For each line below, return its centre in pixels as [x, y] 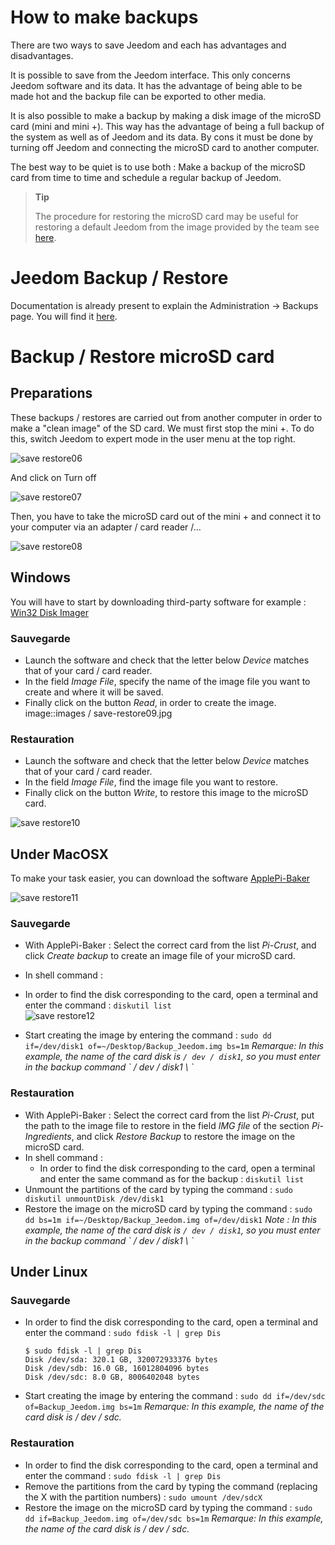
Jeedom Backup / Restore [119, 278]
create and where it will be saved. [94, 692]
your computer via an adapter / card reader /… [106, 527]
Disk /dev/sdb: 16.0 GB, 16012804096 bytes [117, 1369]
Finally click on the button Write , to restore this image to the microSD [166, 793]
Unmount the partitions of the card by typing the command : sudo [158, 1189]
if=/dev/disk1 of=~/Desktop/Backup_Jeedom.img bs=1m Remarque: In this [174, 1046]
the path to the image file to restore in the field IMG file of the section [167, 1125]
